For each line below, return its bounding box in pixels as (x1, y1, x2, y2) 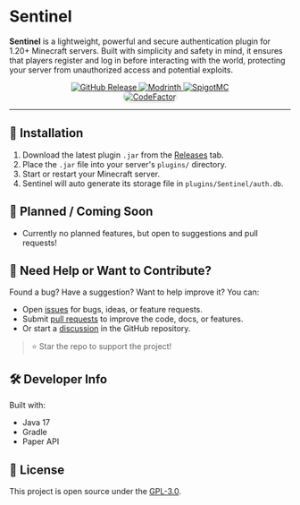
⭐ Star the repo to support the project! (30, 341, 172, 352)
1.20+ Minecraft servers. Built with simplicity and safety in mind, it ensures (9, 45, 283, 56)
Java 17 (21, 417, 51, 428)
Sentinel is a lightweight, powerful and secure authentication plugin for (9, 36, 271, 47)
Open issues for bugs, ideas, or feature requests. (21, 304, 204, 315)
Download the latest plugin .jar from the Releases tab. (21, 150, 225, 160)
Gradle (21, 427, 47, 438)
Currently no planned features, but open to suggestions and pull (21, 227, 259, 238)
